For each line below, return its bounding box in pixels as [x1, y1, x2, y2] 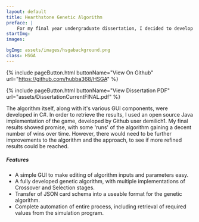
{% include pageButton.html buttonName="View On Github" [6, 69, 154, 76]
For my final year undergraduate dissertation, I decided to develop [17, 25, 194, 32]
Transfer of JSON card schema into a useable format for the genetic [14, 190, 182, 197]
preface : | [6, 20, 33, 26]
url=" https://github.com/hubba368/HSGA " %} [6, 75, 119, 82]
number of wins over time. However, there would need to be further [6, 130, 172, 137]
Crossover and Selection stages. [14, 184, 95, 191]
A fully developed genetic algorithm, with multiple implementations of [14, 177, 186, 185]
